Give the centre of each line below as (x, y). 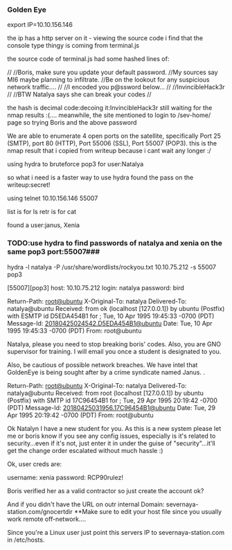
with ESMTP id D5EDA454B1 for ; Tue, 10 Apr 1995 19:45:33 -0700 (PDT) (111, 316)
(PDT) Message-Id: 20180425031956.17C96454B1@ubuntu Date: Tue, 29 (111, 407)
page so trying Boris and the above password (72, 123)
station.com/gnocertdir (40, 511)
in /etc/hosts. (26, 540)
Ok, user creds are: (35, 464)
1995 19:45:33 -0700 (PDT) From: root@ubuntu (74, 330)
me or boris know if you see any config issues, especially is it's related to (111, 436)
